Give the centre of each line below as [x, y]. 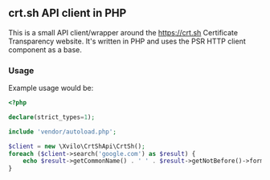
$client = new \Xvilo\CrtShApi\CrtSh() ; [77, 146]
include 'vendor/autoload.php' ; [62, 132]
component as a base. [45, 49]
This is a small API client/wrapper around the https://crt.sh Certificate [123, 32]
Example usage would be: [51, 88]
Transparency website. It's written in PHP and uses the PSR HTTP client [127, 41]
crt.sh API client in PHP [67, 13]
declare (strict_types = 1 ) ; [51, 117]
